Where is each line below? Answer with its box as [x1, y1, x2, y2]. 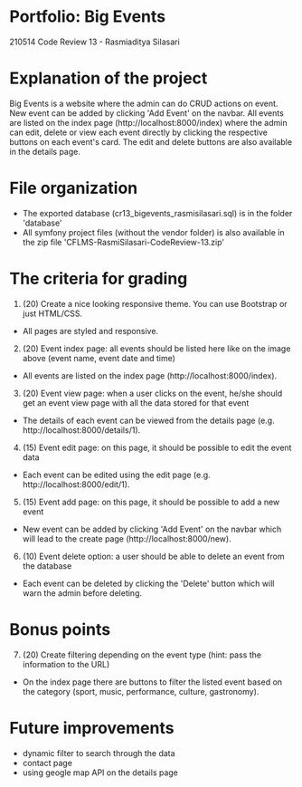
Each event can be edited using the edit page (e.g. [22, 469, 211, 480]
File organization [9, 178, 138, 198]
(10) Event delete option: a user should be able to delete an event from [22, 551, 285, 561]
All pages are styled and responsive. [22, 325, 159, 336]
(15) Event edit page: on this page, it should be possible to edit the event [22, 442, 292, 453]
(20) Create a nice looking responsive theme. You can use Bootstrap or [22, 298, 288, 309]
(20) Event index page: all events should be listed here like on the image [22, 342, 291, 354]
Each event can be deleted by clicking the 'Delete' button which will [22, 578, 275, 589]
